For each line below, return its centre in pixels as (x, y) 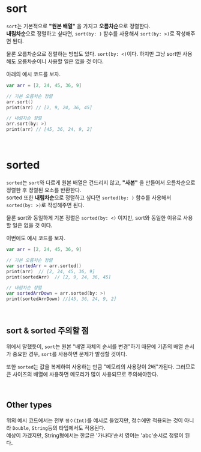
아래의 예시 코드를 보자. (34, 74)
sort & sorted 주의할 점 (47, 331)
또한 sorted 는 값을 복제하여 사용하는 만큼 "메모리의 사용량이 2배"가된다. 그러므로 (101, 366)
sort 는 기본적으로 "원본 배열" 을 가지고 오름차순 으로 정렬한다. (79, 26)
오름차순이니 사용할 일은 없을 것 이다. (60, 61)
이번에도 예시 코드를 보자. (36, 238)
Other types (29, 405)
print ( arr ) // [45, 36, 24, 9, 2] (49, 130)
